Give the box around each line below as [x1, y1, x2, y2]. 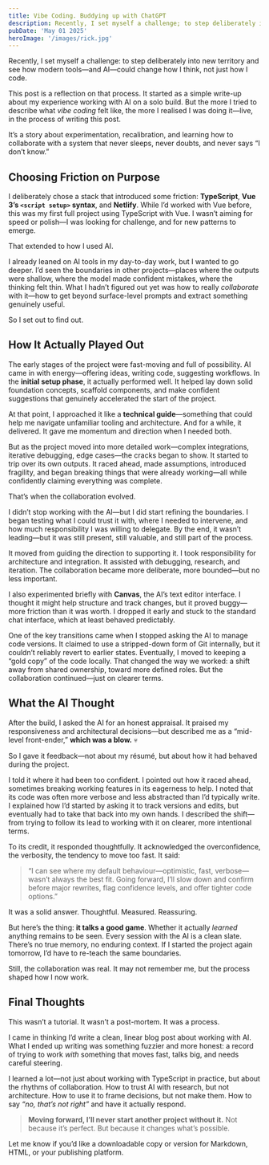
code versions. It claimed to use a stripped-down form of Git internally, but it [8, 639, 260, 649]
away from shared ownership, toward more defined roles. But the [8, 664, 223, 674]
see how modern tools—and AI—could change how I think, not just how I [8, 65, 248, 75]
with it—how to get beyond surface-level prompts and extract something [8, 291, 248, 301]
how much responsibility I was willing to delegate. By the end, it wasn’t [8, 523, 242, 534]
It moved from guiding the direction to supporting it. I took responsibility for [8, 548, 256, 558]
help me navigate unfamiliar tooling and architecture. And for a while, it [8, 418, 242, 427]
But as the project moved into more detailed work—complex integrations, [8, 442, 250, 451]
